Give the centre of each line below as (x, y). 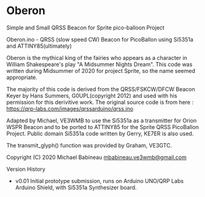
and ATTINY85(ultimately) (39, 46)
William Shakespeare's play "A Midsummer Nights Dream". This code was (99, 64)
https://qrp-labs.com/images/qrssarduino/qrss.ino (70, 108)
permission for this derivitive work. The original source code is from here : (100, 102)
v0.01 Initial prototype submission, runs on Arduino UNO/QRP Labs (99, 180)
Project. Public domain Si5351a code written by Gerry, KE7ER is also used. (100, 133)
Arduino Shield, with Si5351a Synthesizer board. (76, 187)
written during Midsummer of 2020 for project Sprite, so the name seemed (101, 70)
